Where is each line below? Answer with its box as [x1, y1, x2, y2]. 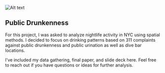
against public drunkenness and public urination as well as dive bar [5, 42, 142, 48]
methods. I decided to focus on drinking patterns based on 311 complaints [5, 37, 156, 43]
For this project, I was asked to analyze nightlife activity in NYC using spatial [5, 32, 161, 38]
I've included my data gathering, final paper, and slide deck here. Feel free [5, 57, 157, 63]
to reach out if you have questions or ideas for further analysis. [5, 62, 133, 68]
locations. [5, 47, 25, 53]
